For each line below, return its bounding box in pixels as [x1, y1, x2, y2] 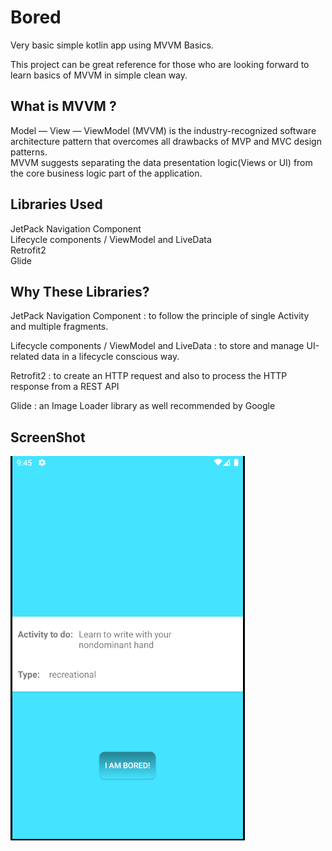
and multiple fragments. [10, 321, 109, 333]
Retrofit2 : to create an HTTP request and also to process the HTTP [10, 370, 288, 382]
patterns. [10, 146, 48, 158]
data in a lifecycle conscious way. [41, 351, 180, 363]
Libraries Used [10, 196, 103, 213]
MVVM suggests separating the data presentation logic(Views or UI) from [10, 156, 313, 168]
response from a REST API [10, 381, 120, 393]
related [10, 351, 40, 363]
